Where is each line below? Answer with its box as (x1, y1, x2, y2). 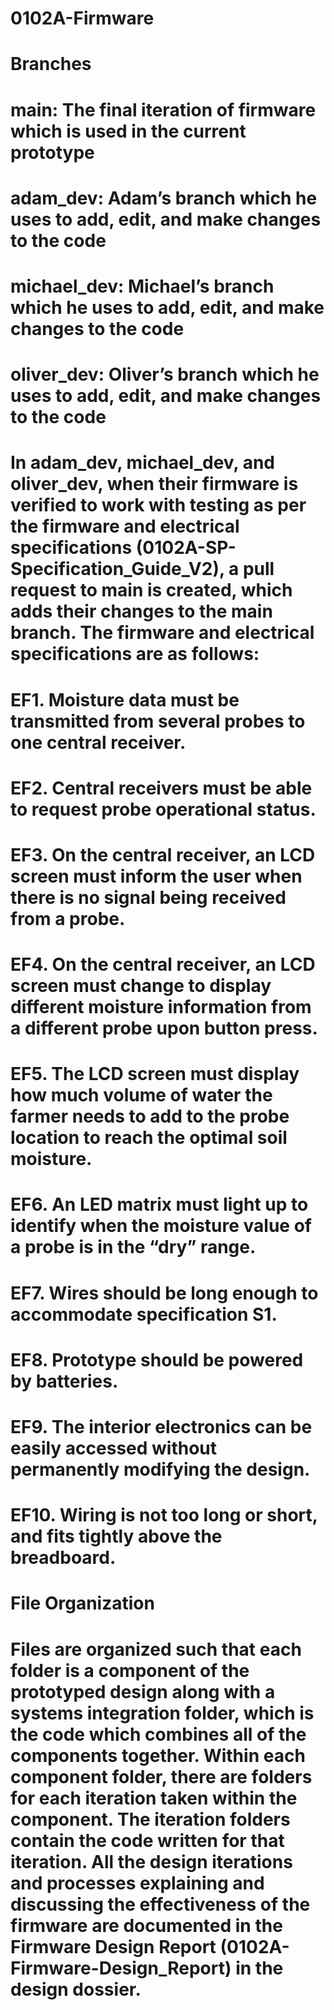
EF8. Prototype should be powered (10, 1348, 304, 1371)
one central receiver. (10, 731, 187, 754)
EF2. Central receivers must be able (10, 777, 313, 799)
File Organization (10, 1592, 155, 1615)
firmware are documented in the (10, 1914, 283, 1937)
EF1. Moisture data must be (10, 688, 240, 711)
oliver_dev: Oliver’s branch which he (10, 363, 320, 386)
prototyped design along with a (10, 1680, 276, 1703)
